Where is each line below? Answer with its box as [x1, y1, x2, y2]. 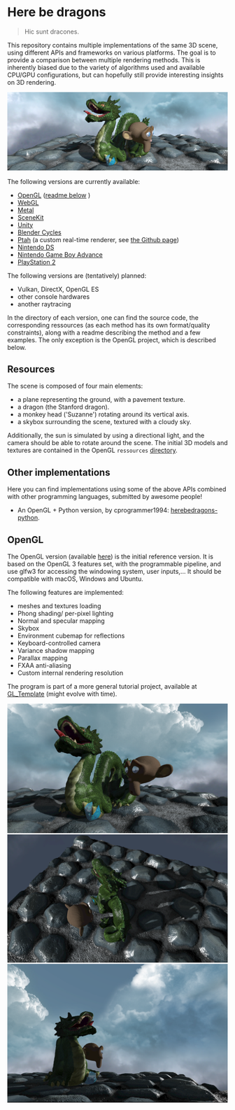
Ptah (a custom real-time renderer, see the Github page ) [17, 235, 180, 244]
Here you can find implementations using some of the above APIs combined [7, 485, 227, 493]
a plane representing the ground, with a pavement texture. [17, 395, 185, 404]
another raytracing [17, 300, 71, 308]
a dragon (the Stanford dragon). [17, 403, 110, 412]
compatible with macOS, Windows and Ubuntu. [7, 575, 143, 583]
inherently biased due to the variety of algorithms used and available [7, 63, 205, 71]
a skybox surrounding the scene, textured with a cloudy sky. [17, 418, 192, 426]
